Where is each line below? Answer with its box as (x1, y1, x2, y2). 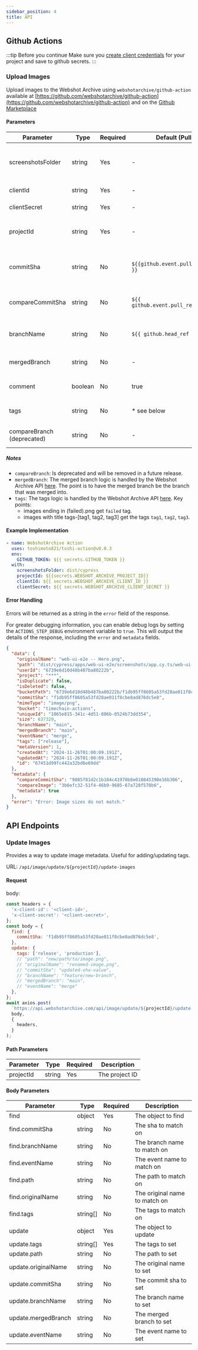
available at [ (6, 92, 37, 99)
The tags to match (134, 1206, 186, 1214)
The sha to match (134, 1122, 184, 1130)
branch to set (134, 1318, 172, 1326)
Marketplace (6, 104, 37, 112)
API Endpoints (6, 821, 60, 831)
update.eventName (9, 1331, 62, 1339)
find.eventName (9, 1159, 54, 1167)
